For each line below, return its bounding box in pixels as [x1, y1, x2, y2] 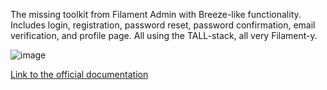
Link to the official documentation [10, 69, 149, 80]
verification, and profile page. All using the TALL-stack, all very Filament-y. [10, 30, 318, 41]
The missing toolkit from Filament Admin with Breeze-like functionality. [10, 9, 302, 20]
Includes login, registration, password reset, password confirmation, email [10, 19, 316, 31]
